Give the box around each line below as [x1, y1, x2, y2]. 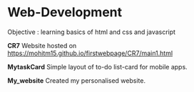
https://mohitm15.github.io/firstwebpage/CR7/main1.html [7, 49, 173, 57]
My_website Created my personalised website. [7, 76, 146, 85]
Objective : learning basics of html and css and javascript [7, 28, 176, 36]
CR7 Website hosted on [7, 41, 77, 50]
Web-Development [7, 4, 123, 21]
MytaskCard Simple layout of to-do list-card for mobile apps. [7, 62, 188, 71]
